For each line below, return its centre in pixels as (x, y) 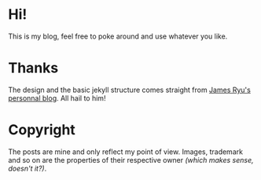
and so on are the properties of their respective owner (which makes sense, (131, 160)
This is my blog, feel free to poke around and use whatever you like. (118, 36)
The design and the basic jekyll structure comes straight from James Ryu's (130, 90)
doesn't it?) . (28, 168)
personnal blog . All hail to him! (57, 98)
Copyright (42, 130)
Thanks (33, 68)
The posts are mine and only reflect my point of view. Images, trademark (126, 152)
